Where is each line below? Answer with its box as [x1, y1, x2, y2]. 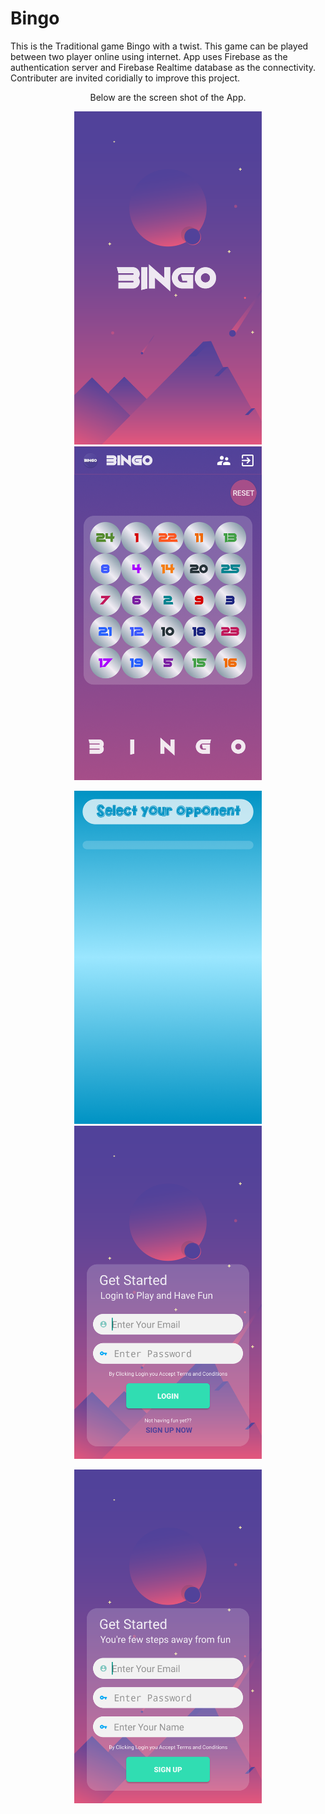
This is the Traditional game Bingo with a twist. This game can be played [10, 40, 309, 52]
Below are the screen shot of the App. [89, 91, 247, 103]
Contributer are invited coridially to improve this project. [10, 72, 241, 84]
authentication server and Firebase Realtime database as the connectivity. [10, 61, 317, 73]
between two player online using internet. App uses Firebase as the [10, 50, 288, 62]
